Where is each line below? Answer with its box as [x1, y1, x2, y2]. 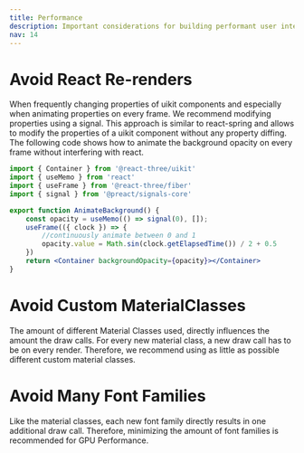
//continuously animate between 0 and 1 [42, 231, 196, 241]
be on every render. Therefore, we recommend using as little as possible [9, 344, 280, 355]
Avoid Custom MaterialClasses [9, 296, 246, 316]
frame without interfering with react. [9, 146, 145, 158]
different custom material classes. [9, 354, 136, 364]
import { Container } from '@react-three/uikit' [9, 165, 196, 174]
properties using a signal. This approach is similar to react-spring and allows [9, 118, 295, 129]
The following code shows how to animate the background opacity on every [9, 137, 293, 148]
